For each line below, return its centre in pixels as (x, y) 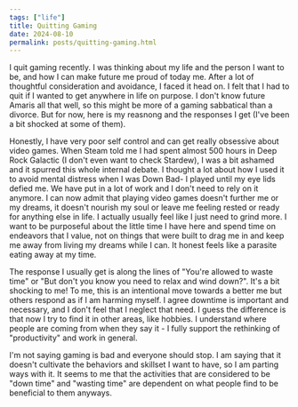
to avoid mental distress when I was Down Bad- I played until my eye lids (142, 180)
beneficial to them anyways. (61, 393)
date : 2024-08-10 (41, 34)
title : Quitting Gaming (53, 26)
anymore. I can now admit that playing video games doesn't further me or (144, 198)
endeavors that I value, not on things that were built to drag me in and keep (147, 235)
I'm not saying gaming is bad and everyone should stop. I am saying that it (145, 355)
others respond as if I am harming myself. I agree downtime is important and (149, 300)
